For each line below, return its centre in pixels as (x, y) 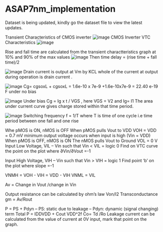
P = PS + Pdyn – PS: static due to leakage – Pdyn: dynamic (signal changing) (82, 209)
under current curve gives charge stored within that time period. (69, 106)
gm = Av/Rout (19, 199)
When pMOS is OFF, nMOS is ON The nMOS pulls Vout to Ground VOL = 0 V (81, 141)
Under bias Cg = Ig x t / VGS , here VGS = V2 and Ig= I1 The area (88, 101)
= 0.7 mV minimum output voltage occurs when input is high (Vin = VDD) (78, 135)
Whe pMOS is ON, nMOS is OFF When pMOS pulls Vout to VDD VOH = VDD (81, 130)
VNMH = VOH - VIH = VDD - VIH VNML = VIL (50, 175)
